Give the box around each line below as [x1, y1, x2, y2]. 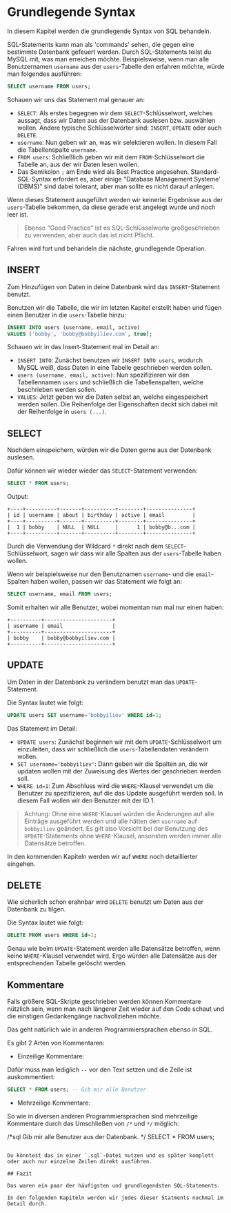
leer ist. [7, 210, 29, 218]
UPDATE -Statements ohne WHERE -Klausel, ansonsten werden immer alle [23, 831, 222, 840]
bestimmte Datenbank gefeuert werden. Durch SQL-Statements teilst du [7, 48, 212, 56]
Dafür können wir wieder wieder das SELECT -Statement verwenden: [7, 466, 198, 475]
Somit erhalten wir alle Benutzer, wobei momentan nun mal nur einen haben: [7, 603, 224, 611]
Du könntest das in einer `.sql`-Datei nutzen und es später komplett [7, 1152, 214, 1159]
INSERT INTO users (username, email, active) [7, 324, 140, 331]
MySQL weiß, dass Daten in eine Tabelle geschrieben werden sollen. [17, 364, 212, 372]
